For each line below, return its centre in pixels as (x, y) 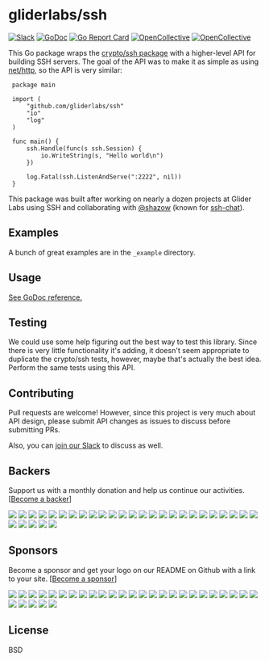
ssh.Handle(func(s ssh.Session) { (84, 148)
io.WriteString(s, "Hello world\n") (102, 155)
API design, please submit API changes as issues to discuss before (120, 421)
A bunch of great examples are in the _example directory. (102, 252)
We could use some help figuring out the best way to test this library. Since (133, 342)
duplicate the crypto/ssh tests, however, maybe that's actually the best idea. (135, 359)
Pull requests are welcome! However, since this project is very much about (132, 413)
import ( (27, 99)
